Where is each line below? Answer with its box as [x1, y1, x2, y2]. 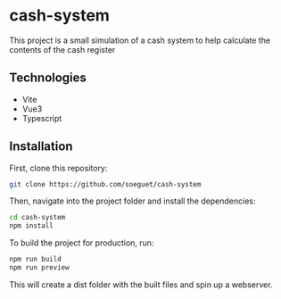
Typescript [21, 112, 62, 123]
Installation [9, 139, 73, 154]
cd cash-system [9, 213, 66, 222]
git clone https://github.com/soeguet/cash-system [9, 179, 202, 188]
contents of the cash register [9, 44, 116, 54]
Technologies [9, 71, 87, 86]
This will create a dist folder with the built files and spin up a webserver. [9, 278, 273, 290]
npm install [9, 221, 54, 230]
